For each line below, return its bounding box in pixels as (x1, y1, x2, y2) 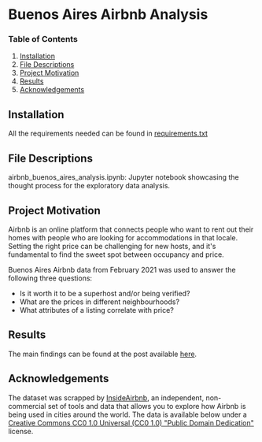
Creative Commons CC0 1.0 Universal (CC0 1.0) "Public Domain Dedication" (8, 418, 254, 427)
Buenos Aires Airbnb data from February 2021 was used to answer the (8, 265, 236, 274)
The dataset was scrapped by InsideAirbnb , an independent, (8, 392, 205, 403)
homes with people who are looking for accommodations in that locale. (8, 232, 238, 242)
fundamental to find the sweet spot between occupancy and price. (8, 250, 224, 259)
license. (8, 426, 34, 436)
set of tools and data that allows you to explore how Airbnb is (47, 401, 246, 410)
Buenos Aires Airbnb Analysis (8, 6, 208, 24)
